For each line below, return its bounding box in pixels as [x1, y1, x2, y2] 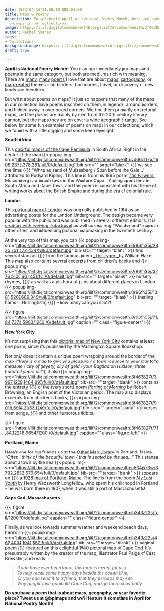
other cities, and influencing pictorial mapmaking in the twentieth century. [5, 227, 153, 233]
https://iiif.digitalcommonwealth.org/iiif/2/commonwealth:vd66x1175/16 [16, 157, 159, 162]
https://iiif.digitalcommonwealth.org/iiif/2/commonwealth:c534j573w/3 [16, 464, 158, 470]
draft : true [5, 48, 29, 53]
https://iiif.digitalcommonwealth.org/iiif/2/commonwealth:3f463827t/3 [16, 374, 157, 380]
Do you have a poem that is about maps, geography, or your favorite [5, 590, 145, 596]
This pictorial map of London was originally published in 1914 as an [5, 206, 140, 213]
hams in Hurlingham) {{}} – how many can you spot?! [5, 299, 111, 305]
